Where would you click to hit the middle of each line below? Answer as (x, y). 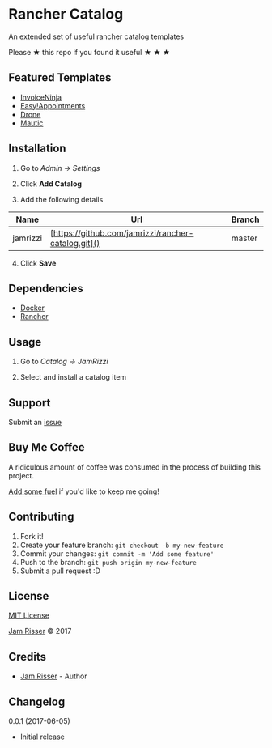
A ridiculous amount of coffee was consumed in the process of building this (135, 467)
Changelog (37, 701)
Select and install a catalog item (73, 377)
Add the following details (62, 199)
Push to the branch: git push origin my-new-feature (108, 562)
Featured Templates (60, 78)
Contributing (41, 517)
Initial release (42, 737)
